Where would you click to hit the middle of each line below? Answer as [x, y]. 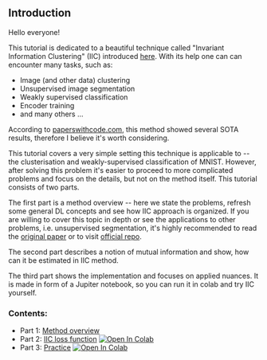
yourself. [23, 292]
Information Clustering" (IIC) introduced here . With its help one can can [125, 56]
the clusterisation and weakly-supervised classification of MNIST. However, [132, 162]
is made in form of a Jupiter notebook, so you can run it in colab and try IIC [132, 284]
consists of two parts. [44, 187]
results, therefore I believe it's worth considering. [89, 138]
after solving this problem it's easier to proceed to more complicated [121, 170]
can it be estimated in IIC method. [64, 260]
